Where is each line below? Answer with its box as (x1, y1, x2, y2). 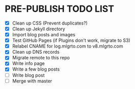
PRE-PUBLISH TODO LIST (5, 3, 115, 15)
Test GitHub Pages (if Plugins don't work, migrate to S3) (12, 37, 131, 43)
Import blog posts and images (12, 32, 76, 38)
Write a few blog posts (12, 66, 60, 72)
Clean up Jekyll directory (12, 26, 65, 32)
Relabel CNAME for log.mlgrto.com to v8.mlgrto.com (12, 43, 123, 49)
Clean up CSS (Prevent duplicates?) (12, 20, 88, 26)
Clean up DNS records (12, 49, 60, 55)
